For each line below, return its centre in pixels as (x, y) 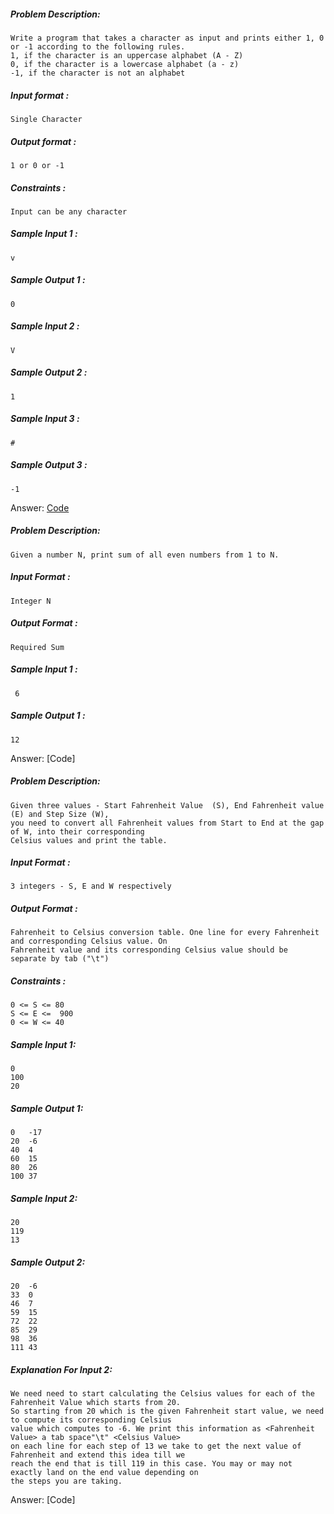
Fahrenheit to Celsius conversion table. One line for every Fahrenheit (165, 933)
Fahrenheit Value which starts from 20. (96, 1403)
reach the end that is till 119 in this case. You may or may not (151, 1464)
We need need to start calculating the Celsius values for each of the (162, 1394)
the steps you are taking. (66, 1481)
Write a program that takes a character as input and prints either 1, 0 (167, 38)
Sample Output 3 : (49, 465)
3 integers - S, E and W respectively (91, 886)
